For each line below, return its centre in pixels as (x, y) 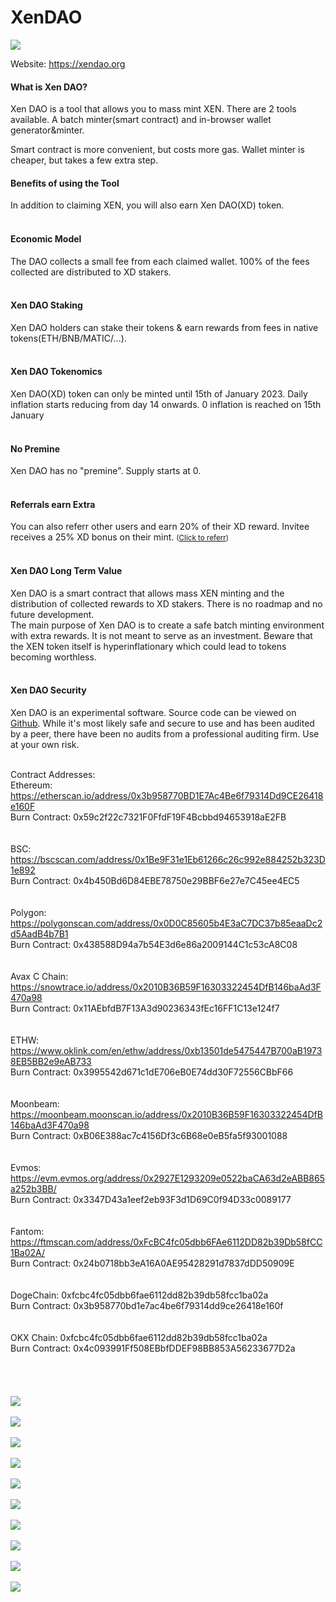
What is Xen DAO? (49, 87)
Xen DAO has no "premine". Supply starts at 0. (106, 471)
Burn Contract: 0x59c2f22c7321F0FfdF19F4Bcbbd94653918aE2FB (148, 817)
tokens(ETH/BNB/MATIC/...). (68, 338)
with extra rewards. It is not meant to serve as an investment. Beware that (161, 635)
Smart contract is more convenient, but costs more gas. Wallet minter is (157, 150)
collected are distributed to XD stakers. (91, 272)
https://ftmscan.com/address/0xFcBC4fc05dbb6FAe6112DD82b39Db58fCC (166, 1242)
